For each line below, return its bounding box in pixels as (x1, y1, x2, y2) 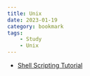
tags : (7, 29, 23, 37)
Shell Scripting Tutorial (17, 61, 83, 69)
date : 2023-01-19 (7, 17, 58, 23)
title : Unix (7, 10, 42, 17)
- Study (20, 36, 42, 43)
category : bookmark (7, 23, 64, 30)
